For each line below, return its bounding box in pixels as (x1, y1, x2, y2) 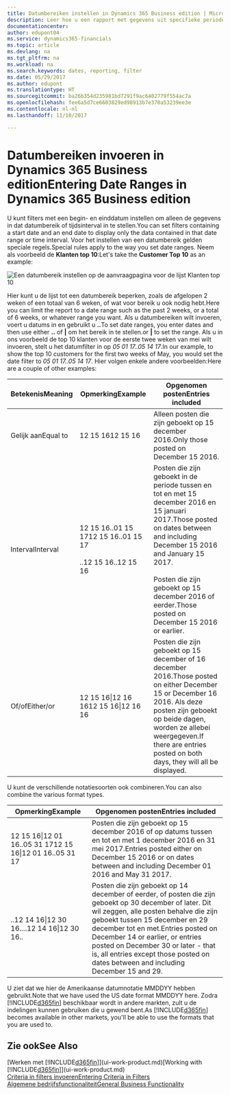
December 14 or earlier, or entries (92, 932, 202, 942)
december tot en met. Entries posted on (92, 923, 218, 933)
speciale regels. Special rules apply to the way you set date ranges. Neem (7, 243, 214, 251)
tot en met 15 (153, 489, 197, 498)
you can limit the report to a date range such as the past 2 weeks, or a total (7, 306, 219, 314)
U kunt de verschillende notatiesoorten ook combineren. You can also (7, 783, 202, 791)
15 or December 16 (153, 688, 218, 698)
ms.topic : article (7, 42, 60, 49)
